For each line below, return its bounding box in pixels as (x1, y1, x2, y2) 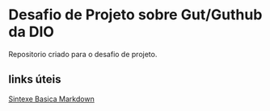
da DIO (8, 23, 55, 41)
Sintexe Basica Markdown (8, 94, 95, 104)
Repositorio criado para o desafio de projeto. (8, 49, 158, 59)
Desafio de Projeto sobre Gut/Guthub (8, 6, 263, 24)
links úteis (8, 72, 61, 86)
